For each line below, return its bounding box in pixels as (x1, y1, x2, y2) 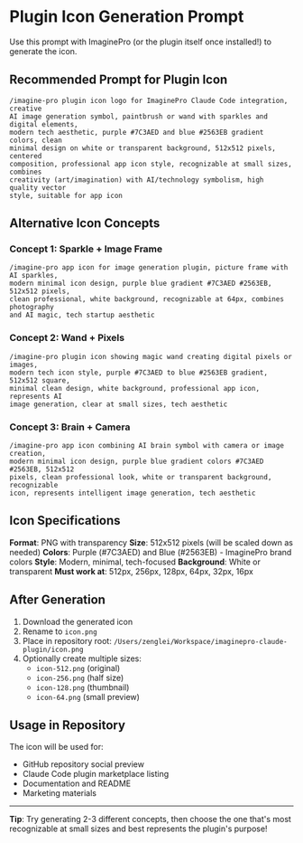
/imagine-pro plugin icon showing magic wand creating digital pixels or (9, 352, 293, 361)
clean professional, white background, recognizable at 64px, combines (9, 295, 284, 304)
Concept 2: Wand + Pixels (9, 332, 124, 345)
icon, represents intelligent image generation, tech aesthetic (9, 488, 256, 498)
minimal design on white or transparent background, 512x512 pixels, (9, 143, 277, 153)
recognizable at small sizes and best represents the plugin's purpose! (9, 823, 268, 834)
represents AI (9, 392, 63, 401)
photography (9, 303, 54, 312)
